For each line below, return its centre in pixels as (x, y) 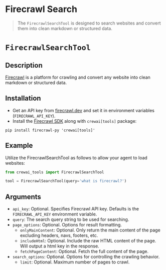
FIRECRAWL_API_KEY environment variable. (55, 214)
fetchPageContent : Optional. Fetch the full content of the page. (84, 251)
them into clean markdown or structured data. (65, 28)
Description (24, 65)
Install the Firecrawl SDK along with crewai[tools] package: (74, 121)
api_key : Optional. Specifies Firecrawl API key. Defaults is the (76, 209)
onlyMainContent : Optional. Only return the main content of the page (90, 230)
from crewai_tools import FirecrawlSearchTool (55, 172)
